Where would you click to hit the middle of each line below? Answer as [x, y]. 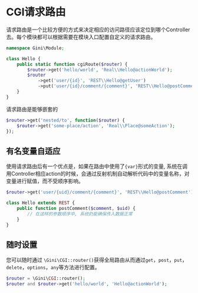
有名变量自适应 [33, 151]
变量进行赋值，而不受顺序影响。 [45, 181]
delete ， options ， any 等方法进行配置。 [53, 267]
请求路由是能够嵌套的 [32, 109]
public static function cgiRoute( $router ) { [72, 64]
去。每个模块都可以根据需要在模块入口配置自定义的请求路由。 [81, 37]
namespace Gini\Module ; [35, 48]
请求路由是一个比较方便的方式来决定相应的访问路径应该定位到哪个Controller [98, 29]
